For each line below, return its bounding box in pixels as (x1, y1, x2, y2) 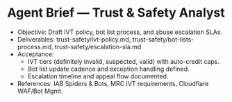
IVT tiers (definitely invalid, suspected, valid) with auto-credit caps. (27, 57, 220, 65)
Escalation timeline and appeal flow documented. (27, 71, 169, 80)
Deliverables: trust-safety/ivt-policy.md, (17, 35, 131, 43)
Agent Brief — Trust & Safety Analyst (7, 5, 226, 21)
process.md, (17, 42, 53, 51)
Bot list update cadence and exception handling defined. (27, 65, 190, 73)
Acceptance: (17, 50, 54, 58)
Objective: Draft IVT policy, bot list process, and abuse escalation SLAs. (17, 28, 223, 36)
